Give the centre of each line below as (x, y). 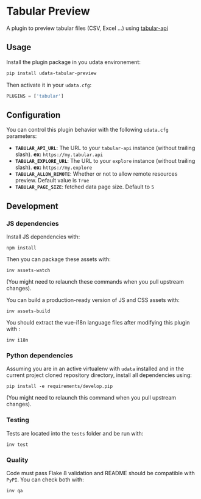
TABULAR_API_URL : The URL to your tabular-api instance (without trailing (105, 148)
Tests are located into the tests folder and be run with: (75, 433)
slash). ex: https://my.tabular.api (59, 154)
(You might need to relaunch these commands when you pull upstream (95, 282)
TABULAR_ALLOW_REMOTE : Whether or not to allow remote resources (96, 174)
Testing (18, 420)
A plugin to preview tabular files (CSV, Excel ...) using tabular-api (87, 28)
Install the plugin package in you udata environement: (74, 62)
